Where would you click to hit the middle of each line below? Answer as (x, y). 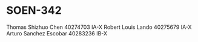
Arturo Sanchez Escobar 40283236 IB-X (57, 33)
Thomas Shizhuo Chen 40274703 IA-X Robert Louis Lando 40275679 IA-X (99, 27)
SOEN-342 (34, 10)
